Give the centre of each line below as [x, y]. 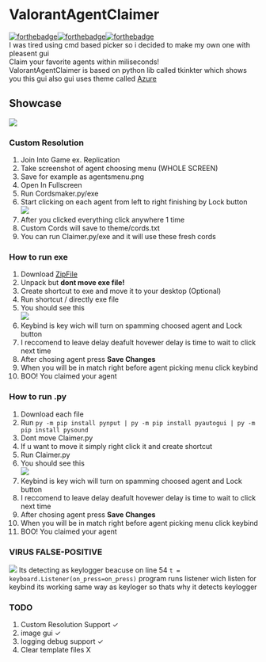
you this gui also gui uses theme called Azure [83, 78]
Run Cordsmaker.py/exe [59, 194]
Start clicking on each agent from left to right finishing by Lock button [134, 202]
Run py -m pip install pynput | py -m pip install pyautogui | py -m [138, 422]
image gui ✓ [41, 633]
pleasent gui [29, 53]
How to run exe [38, 257]
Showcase [36, 103]
